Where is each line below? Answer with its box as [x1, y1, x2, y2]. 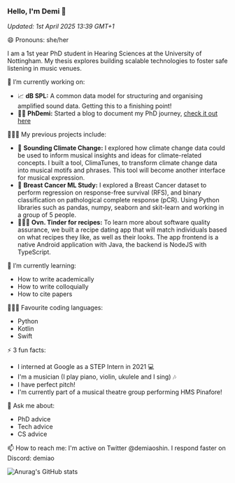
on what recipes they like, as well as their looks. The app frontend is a [17, 233, 219, 241]
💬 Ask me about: [7, 402, 55, 410]
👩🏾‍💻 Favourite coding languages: [7, 304, 104, 312]
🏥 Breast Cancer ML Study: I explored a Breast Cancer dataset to [17, 181, 207, 190]
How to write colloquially [17, 283, 89, 291]
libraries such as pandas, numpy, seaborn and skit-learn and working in [17, 203, 225, 212]
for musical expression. [17, 174, 85, 182]
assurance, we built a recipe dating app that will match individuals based [17, 225, 227, 234]
